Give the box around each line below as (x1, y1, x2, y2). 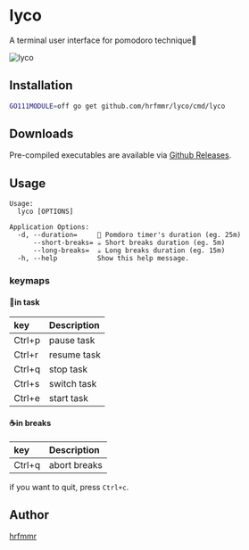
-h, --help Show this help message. (17, 254, 190, 263)
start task (48, 392, 89, 405)
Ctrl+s (13, 378, 40, 390)
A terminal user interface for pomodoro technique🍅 (9, 35, 197, 45)
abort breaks (48, 458, 103, 471)
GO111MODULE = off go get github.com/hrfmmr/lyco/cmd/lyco (9, 102, 226, 111)
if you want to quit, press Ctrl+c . (9, 481, 129, 492)
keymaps (9, 275, 51, 287)
